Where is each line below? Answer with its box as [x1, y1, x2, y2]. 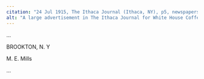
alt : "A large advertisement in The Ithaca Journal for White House [6, 15, 183, 21]
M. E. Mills [6, 55, 32, 62]
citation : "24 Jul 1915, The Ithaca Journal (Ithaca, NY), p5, [6, 9, 170, 15]
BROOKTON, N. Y [6, 43, 50, 50]
